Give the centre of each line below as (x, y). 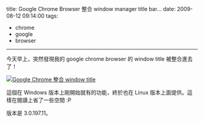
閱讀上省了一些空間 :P (44, 100)
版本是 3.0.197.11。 (29, 113)
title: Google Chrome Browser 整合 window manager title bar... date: (91, 9)
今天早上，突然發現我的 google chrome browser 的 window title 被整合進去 (100, 59)
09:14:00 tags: (40, 16)
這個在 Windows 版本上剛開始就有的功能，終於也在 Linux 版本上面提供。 (97, 92)
